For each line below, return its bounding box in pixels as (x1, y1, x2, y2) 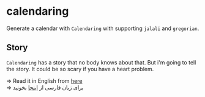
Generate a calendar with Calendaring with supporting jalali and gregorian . (6, 25, 199, 32)
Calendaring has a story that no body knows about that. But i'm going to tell (6, 58, 196, 66)
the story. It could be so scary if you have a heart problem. (6, 65, 154, 72)
